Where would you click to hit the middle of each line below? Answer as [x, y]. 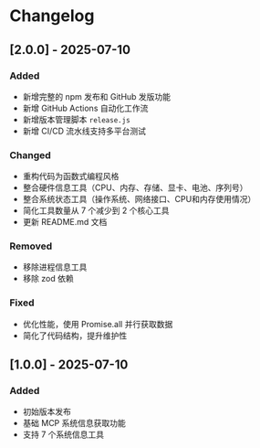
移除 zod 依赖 [48, 279]
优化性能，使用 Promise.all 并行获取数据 [98, 324]
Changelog [52, 16]
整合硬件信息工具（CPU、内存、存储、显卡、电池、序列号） [135, 187]
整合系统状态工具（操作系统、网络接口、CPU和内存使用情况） [139, 199]
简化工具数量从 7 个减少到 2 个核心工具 [96, 210]
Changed [31, 155]
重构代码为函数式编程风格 [71, 176]
